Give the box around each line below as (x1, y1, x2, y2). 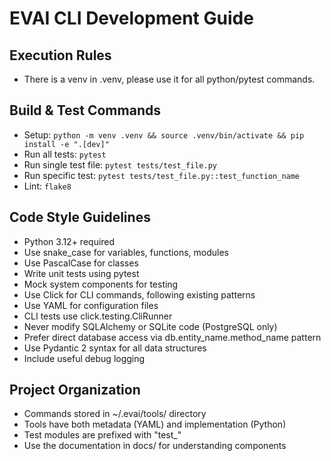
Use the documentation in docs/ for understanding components (23, 440, 287, 452)
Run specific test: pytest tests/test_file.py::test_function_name (23, 169, 301, 181)
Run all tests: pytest (23, 148, 107, 160)
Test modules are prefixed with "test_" (23, 429, 182, 441)
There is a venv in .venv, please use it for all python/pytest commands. (23, 73, 316, 85)
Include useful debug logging (23, 352, 146, 364)
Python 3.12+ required (23, 235, 116, 247)
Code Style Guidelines (9, 209, 151, 226)
